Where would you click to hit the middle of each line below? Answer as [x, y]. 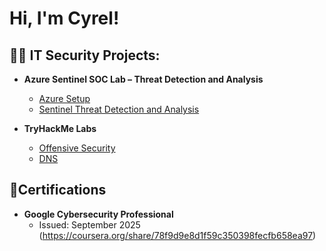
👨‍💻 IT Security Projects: [85, 55]
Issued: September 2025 [89, 224]
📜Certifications [58, 190]
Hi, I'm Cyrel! [64, 18]
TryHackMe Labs [60, 128]
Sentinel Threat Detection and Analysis [119, 109]
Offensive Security [77, 148]
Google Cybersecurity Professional [98, 214]
